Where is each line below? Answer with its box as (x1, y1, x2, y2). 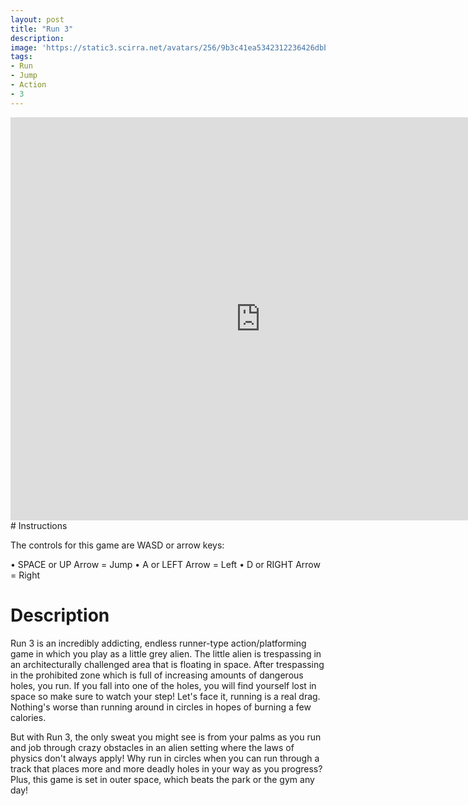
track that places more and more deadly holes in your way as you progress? (10, 762, 323, 775)
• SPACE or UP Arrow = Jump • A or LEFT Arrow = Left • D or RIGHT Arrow (10, 558, 321, 570)
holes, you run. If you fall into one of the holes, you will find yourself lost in (10, 679, 317, 691)
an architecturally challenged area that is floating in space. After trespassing (10, 658, 325, 670)
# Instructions (10, 519, 68, 531)
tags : (10, 52, 33, 62)
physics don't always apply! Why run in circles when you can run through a (10, 752, 320, 764)
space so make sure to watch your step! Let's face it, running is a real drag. (10, 690, 321, 702)
